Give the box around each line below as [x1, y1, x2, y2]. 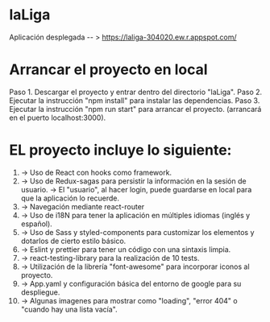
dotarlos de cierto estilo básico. [20, 236, 127, 246]
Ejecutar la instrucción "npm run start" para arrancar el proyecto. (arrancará [9, 104, 262, 114]
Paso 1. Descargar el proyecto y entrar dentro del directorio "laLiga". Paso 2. [9, 87, 263, 97]
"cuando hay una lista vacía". [20, 304, 118, 314]
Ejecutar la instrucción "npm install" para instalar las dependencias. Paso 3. [9, 95, 260, 105]
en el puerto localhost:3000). [9, 113, 106, 122]
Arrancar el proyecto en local [9, 60, 208, 79]
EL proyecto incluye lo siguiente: [9, 141, 232, 159]
